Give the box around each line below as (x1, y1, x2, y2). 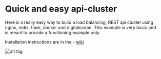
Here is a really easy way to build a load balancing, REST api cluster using (5, 19, 154, 25)
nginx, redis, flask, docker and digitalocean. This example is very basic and (5, 24, 156, 30)
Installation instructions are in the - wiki (5, 39, 84, 44)
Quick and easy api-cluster (5, 3, 117, 15)
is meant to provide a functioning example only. (5, 29, 101, 35)
